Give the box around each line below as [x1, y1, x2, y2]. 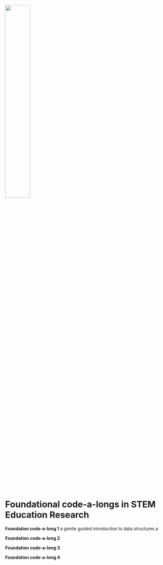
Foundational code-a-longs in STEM [5, 499, 156, 510]
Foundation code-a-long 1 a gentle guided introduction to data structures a [5, 525, 159, 531]
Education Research [5, 509, 90, 521]
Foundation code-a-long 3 [5, 545, 60, 551]
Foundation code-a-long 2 [5, 535, 60, 541]
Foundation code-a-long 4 [5, 554, 61, 560]
